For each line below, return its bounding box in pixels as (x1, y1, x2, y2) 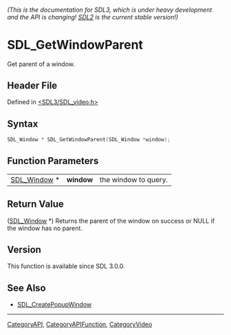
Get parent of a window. (7, 59, 76, 68)
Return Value (7, 199, 64, 210)
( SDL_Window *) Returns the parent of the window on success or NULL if (7, 216, 215, 225)
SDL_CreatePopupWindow (16, 301, 92, 309)
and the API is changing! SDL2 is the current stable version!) (7, 12, 179, 21)
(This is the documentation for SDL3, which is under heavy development (7, 6, 212, 14)
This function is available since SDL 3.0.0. (7, 262, 125, 270)
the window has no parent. (7, 224, 82, 232)
